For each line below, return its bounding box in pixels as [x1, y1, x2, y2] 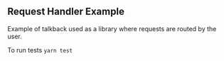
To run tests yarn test [7, 45, 73, 54]
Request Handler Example [7, 6, 124, 18]
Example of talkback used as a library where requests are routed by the [7, 24, 217, 33]
